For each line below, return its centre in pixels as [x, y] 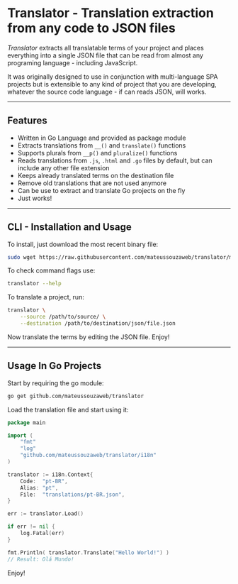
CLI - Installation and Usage [70, 227]
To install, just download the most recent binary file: [83, 244]
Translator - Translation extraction [110, 13]
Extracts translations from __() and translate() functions [102, 145]
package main [27, 423]
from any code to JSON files [91, 28]
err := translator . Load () [45, 514]
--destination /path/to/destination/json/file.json [98, 324]
